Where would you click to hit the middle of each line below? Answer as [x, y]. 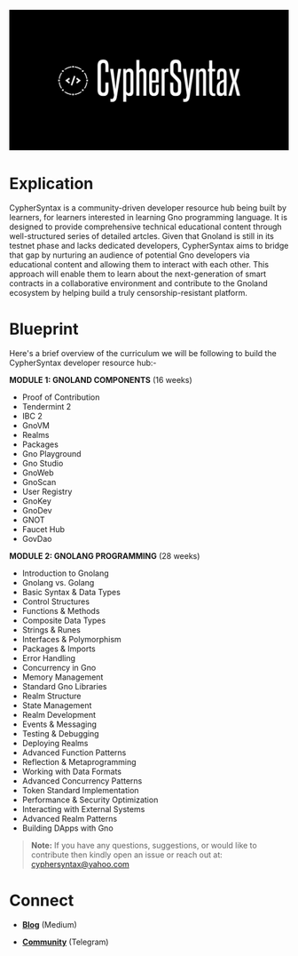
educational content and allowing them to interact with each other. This [139, 265]
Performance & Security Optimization [90, 800]
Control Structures [56, 601]
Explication [51, 183]
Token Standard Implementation [80, 791]
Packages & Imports [59, 649]
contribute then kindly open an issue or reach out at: [127, 855]
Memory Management [63, 677]
